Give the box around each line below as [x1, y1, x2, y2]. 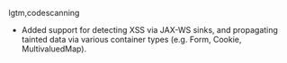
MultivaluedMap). [21, 43, 87, 54]
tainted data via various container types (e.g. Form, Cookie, [21, 35, 242, 44]
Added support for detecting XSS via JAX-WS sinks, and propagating [21, 25, 278, 35]
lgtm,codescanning [8, 8, 80, 18]
